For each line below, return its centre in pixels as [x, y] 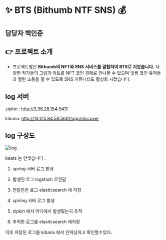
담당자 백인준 [24, 33]
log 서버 [17, 97]
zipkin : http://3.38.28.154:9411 [36, 109]
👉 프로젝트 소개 [29, 52]
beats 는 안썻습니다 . [25, 158]
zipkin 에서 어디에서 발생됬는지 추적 [47, 211]
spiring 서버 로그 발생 [33, 201]
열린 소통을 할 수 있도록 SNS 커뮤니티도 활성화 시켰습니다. [74, 79]
